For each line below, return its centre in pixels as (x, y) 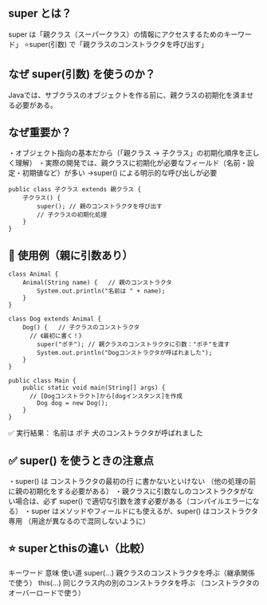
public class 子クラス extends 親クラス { (75, 190)
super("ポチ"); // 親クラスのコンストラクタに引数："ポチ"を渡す (133, 344)
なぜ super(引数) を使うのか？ (82, 75)
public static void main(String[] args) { (94, 388)
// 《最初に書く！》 (57, 336)
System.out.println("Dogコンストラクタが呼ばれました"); (125, 353)
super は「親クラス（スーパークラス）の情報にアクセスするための (116, 34)
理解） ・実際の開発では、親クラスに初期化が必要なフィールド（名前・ (131, 163)
